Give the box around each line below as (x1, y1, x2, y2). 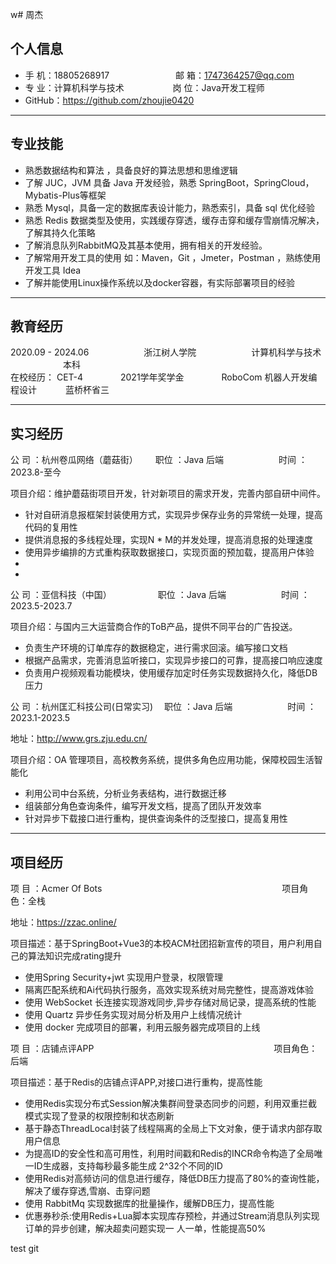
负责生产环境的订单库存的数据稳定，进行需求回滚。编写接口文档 (24, 642, 288, 654)
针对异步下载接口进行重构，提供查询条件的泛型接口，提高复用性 (24, 813, 288, 825)
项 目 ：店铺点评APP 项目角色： (10, 1043, 318, 1055)
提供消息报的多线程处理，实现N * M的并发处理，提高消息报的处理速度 (24, 534, 313, 546)
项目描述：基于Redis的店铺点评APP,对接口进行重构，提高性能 (10, 1076, 263, 1088)
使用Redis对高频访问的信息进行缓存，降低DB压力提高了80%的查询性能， (24, 1173, 325, 1185)
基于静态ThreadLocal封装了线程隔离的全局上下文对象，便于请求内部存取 (24, 1123, 323, 1135)
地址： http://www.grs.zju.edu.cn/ (10, 733, 148, 745)
